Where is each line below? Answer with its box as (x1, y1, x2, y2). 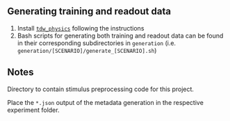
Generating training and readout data (7, 6, 172, 17)
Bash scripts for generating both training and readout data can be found (17, 31, 224, 40)
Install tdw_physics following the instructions (17, 24, 145, 32)
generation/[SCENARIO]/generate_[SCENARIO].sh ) (17, 46, 157, 54)
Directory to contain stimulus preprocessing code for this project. (7, 85, 195, 93)
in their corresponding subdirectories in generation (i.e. (17, 38, 176, 47)
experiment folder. (7, 106, 60, 114)
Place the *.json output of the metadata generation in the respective (7, 98, 204, 106)
